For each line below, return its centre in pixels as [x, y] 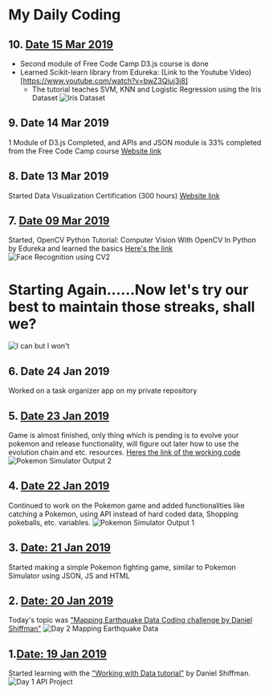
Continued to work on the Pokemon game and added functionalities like [126, 505]
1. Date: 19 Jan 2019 [57, 653]
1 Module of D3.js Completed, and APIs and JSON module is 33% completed [135, 142]
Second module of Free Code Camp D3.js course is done [114, 63]
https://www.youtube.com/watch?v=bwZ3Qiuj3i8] [106, 81]
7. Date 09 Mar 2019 [59, 221]
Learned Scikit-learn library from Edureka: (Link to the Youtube [124, 72]
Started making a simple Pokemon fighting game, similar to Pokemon [122, 567]
